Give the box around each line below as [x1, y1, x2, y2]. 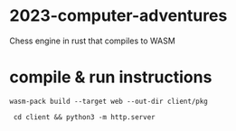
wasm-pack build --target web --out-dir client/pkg [9, 97, 208, 106]
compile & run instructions [9, 67, 212, 88]
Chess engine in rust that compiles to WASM [9, 35, 176, 46]
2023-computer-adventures [9, 5, 228, 26]
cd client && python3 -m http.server [13, 112, 156, 122]
